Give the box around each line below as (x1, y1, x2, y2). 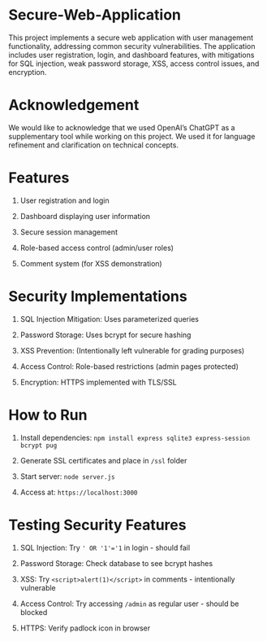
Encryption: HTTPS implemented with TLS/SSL (19, 377, 177, 387)
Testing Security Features (8, 516, 187, 534)
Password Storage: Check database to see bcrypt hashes (19, 558, 213, 568)
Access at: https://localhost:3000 (19, 487, 138, 497)
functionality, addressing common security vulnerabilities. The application (8, 41, 256, 50)
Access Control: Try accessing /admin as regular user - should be (19, 599, 239, 608)
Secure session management (19, 226, 118, 237)
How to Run (8, 406, 88, 424)
